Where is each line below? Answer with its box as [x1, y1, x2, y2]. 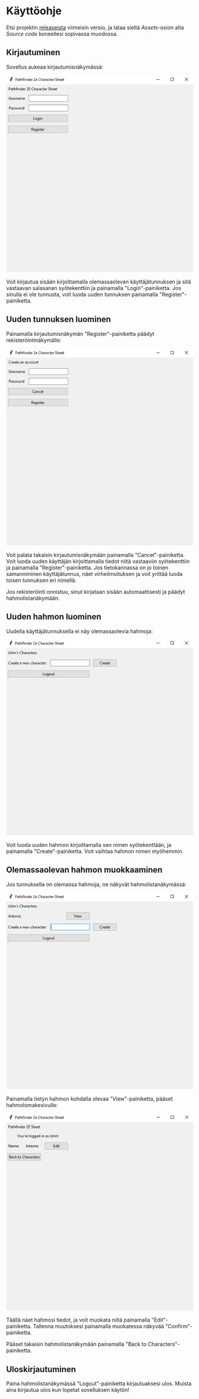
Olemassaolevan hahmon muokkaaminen [6, 865, 163, 875]
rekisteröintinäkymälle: [6, 336, 62, 344]
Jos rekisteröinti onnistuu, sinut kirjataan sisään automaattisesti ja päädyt [6, 588, 185, 596]
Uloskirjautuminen [6, 1364, 76, 1374]
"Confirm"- [165, 1323, 193, 1330]
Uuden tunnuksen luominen [6, 314, 111, 325]
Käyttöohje [6, 4, 62, 18]
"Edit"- [151, 1316, 168, 1323]
